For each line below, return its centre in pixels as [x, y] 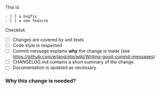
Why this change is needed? [41, 81]
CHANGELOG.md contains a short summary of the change [73, 62]
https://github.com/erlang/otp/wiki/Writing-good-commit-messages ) [84, 56]
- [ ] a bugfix [21, 16]
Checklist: [16, 30]
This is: [13, 7]
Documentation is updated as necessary [54, 67]
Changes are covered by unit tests [48, 40]
